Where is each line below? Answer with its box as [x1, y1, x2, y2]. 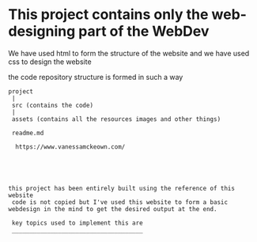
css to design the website [8, 57, 93, 66]
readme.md [11, 129, 44, 137]
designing [8, 22, 76, 40]
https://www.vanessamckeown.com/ [15, 142, 126, 151]
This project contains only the [8, 6, 209, 24]
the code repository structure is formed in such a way [8, 72, 183, 81]
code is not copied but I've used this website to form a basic [11, 198, 228, 206]
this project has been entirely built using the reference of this [8, 184, 236, 192]
